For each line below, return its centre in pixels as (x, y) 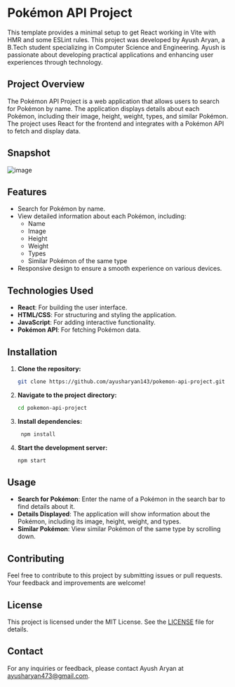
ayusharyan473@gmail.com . (48, 676)
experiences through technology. (55, 62)
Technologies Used (50, 290)
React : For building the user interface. (72, 307)
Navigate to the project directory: (67, 395)
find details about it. (46, 507)
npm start (32, 460)
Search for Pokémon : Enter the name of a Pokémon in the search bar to (121, 499)
